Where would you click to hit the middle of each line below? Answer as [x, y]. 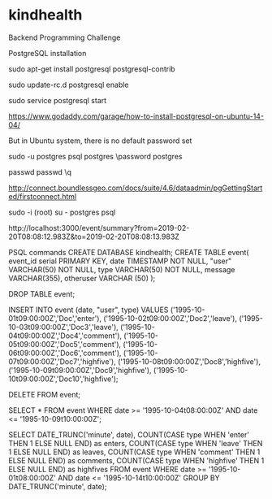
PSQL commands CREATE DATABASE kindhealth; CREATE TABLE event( [129, 252]
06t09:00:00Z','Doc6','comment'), [65, 353]
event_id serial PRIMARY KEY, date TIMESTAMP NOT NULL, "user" [120, 261]
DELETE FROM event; [45, 394]
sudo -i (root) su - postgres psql [62, 212]
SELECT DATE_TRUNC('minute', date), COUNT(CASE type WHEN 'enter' [129, 434]
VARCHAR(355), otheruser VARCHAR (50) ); [82, 278]
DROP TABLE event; [42, 293]
